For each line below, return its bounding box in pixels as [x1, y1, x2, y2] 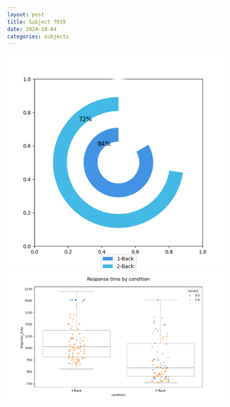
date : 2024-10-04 [7, 25, 57, 32]
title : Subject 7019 [7, 18, 67, 25]
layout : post [7, 11, 45, 18]
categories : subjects [7, 33, 70, 40]
